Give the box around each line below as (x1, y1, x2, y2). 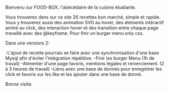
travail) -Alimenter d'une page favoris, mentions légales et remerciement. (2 (5, 61, 164, 66)
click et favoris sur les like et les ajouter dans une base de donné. (5, 71, 143, 77)
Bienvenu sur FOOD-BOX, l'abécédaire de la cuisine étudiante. (5, 5, 136, 10)
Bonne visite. (5, 81, 33, 87)
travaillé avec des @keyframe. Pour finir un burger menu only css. (5, 30, 144, 36)
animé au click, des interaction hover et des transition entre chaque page (5, 25, 159, 31)
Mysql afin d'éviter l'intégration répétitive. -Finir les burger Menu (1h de (5, 55, 155, 61)
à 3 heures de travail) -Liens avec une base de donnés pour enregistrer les (5, 66, 162, 72)
